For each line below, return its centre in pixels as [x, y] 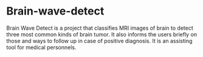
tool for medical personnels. [41, 47]
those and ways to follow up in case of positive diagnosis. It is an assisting [99, 41]
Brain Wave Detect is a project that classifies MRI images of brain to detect [100, 28]
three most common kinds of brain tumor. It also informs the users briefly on [102, 34]
